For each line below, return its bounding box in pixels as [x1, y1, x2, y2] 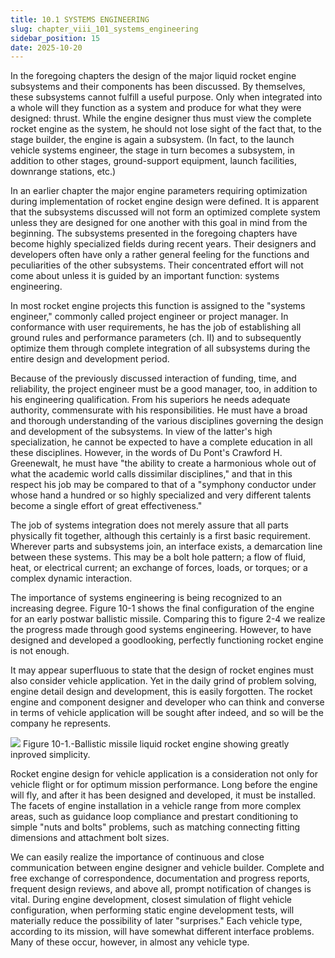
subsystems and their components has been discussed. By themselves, [10, 81, 306, 93]
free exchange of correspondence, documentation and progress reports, [10, 872, 310, 885]
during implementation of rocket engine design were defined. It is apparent [10, 196, 320, 208]
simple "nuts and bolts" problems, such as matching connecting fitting [10, 821, 301, 833]
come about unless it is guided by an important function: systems [10, 270, 280, 282]
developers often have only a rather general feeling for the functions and [10, 249, 310, 261]
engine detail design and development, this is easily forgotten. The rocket [10, 686, 313, 698]
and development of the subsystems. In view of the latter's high [10, 426, 273, 438]
